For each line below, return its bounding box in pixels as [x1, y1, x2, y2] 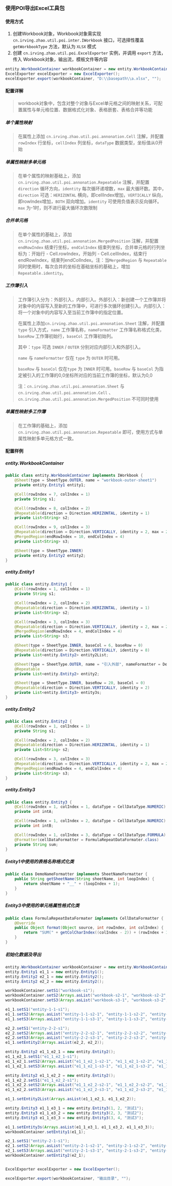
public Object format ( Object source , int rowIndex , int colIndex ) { [14, 925, 164, 930]
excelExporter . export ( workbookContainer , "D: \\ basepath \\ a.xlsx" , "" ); [5, 76, 161, 81]
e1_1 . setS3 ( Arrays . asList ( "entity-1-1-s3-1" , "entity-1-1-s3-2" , [5, 1016, 147, 1022]
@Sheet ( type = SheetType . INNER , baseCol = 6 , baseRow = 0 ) [14, 643, 143, 648]
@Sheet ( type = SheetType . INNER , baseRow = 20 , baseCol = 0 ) [14, 681, 145, 686]
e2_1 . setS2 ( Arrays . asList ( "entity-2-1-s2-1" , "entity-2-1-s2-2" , [5, 1143, 147, 1149]
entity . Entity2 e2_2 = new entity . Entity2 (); [5, 979, 104, 984]
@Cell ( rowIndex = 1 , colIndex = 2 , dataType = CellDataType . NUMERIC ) [14, 819, 166, 824]
